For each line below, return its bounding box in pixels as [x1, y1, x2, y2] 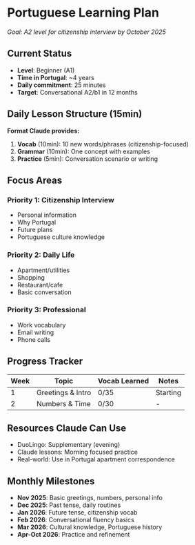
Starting [155, 388, 182, 397]
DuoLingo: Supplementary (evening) [17, 441, 121, 449]
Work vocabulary [17, 321, 66, 329]
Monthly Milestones [7, 475, 95, 487]
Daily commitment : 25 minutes [17, 81, 106, 89]
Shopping [17, 273, 45, 281]
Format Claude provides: [7, 126, 80, 135]
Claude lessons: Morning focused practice [17, 448, 138, 457]
